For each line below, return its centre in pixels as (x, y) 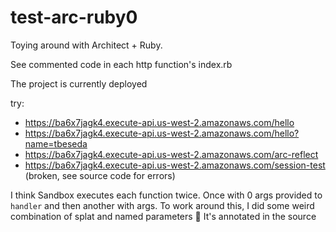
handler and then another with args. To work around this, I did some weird (162, 205)
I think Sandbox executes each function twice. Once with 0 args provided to (166, 195)
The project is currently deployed (79, 83)
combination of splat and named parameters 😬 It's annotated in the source (163, 216)
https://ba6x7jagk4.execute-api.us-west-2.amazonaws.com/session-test (175, 165)
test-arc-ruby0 (74, 17)
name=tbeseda (56, 143)
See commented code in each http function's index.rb (121, 64)
